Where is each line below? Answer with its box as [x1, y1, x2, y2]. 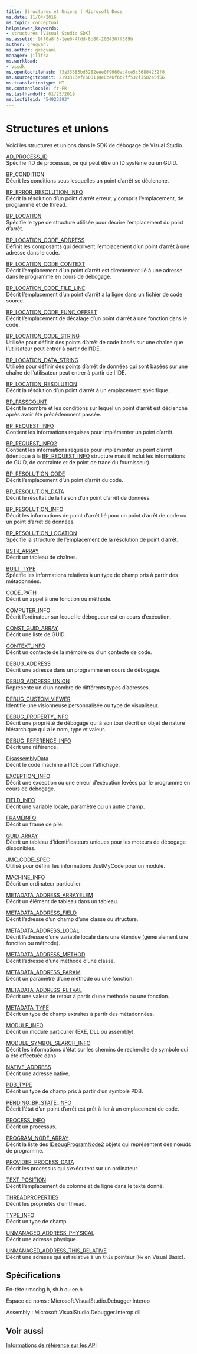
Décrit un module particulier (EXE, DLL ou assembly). [6, 1028, 136, 1035]
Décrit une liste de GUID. [6, 630, 66, 638]
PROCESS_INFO [6, 1117, 45, 1124]
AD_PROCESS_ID [6, 153, 48, 160]
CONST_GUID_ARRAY [6, 624, 58, 632]
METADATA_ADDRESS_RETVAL [6, 986, 83, 993]
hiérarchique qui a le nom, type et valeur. [6, 725, 106, 733]
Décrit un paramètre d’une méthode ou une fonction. [6, 975, 134, 982]
